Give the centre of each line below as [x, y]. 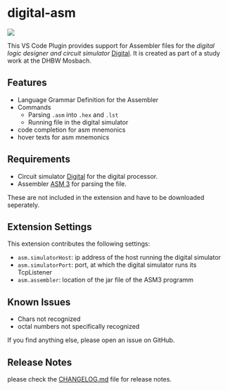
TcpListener [35, 272]
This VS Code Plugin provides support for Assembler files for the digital [111, 45]
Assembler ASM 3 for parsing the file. [72, 184]
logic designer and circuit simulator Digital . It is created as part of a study [114, 53]
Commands [34, 107]
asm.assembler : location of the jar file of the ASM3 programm [105, 280]
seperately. [24, 205]
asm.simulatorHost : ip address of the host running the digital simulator [119, 258]
